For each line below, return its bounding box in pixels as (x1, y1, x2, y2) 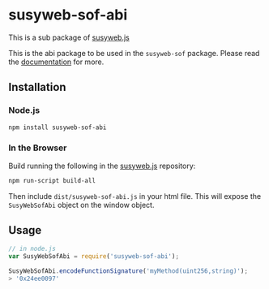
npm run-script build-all (8, 176, 96, 184)
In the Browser (8, 142, 67, 153)
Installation (8, 80, 66, 94)
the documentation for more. (8, 57, 105, 67)
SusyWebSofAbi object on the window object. (8, 200, 155, 209)
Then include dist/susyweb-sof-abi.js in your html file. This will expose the (8, 191, 262, 201)
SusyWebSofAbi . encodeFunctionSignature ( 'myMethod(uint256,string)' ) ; (8, 267, 249, 275)
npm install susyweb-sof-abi (8, 123, 107, 132)
